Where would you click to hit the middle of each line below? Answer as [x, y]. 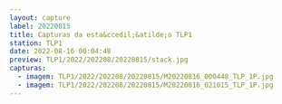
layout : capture [40, 18]
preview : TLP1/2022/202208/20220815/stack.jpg [99, 60]
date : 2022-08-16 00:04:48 [60, 52]
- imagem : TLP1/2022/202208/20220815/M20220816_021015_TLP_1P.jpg [146, 85]
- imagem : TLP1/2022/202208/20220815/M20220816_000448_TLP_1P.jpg [146, 77]
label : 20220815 [40, 26]
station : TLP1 [36, 43]
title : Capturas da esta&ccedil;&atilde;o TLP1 [101, 34]
